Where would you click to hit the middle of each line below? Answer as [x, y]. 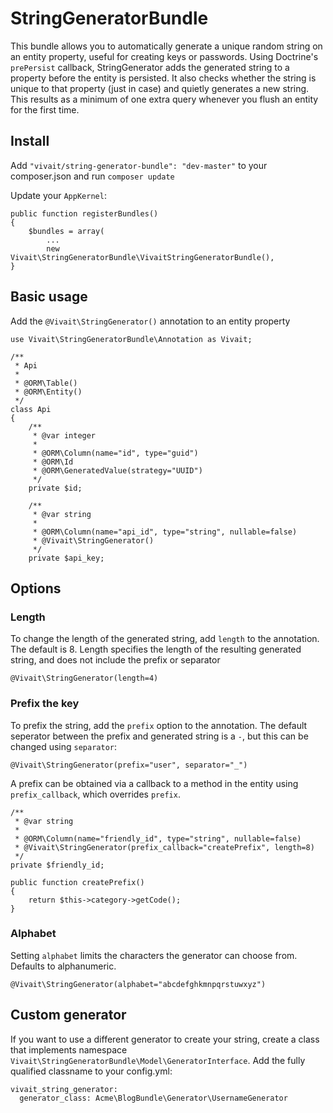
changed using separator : [64, 746]
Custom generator [68, 1015]
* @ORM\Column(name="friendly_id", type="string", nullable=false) [158, 838]
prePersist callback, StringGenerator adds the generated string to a [150, 67]
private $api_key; [66, 558]
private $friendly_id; [57, 865]
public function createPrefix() [77, 882]
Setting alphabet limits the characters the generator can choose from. [154, 955]
